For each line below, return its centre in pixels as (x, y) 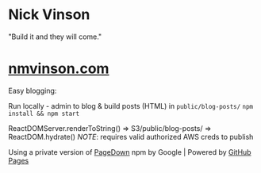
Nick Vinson (49, 15)
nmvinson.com (59, 69)
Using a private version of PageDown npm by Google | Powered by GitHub (130, 152)
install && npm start (44, 113)
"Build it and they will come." (55, 37)
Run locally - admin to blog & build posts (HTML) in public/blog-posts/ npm (131, 106)
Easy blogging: (33, 90)
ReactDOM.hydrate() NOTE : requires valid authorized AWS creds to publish (131, 136)
